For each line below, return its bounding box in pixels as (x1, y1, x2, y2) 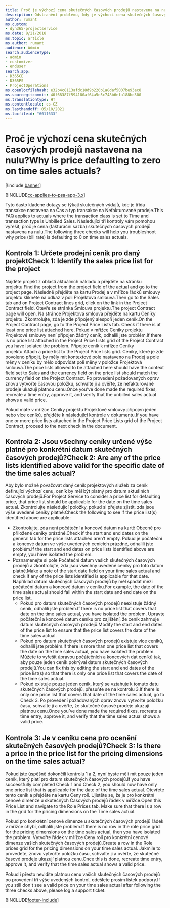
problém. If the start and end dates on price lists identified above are (12, 546, 154, 552)
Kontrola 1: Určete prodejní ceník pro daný (5, 249, 141, 258)
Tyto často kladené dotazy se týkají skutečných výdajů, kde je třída (5, 201, 145, 208)
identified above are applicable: (5, 515, 71, 521)
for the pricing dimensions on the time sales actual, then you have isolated (5, 829, 160, 835)
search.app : (5, 69, 30, 74)
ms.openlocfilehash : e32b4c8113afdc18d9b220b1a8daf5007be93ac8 (5, 87, 142, 93)
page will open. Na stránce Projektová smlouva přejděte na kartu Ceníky (5, 310, 156, 317)
